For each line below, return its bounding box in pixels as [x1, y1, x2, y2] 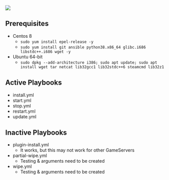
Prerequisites [5, 19, 49, 28]
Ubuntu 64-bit [12, 54, 43, 60]
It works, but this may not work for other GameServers [20, 147, 135, 153]
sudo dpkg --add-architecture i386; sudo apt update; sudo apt [20, 60, 158, 65]
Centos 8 [12, 33, 32, 39]
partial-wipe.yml [12, 152, 47, 159]
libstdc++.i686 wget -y [20, 49, 71, 54]
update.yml [12, 113, 37, 119]
